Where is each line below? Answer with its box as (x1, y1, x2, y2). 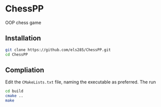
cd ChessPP (5, 52, 28, 57)
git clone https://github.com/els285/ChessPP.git (5, 47, 111, 52)
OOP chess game (5, 19, 42, 25)
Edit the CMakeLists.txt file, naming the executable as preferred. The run (5, 79, 156, 85)
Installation (5, 34, 41, 42)
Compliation (5, 65, 44, 74)
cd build (5, 88, 24, 94)
